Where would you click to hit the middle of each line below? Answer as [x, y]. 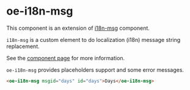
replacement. [23, 46]
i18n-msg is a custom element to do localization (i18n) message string [93, 40]
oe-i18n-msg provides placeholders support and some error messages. [95, 70]
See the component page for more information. [66, 58]
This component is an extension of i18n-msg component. [78, 28]
